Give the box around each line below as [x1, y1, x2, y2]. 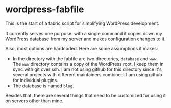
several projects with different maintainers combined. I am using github [12, 71, 162, 77]
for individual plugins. [12, 77, 59, 83]
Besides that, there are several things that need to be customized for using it [5, 92, 166, 98]
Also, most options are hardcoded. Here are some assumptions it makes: [5, 45, 158, 51]
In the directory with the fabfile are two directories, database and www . [12, 55, 158, 62]
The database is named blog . [12, 83, 74, 89]
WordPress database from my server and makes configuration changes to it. [5, 36, 166, 42]
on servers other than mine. [5, 98, 64, 104]
